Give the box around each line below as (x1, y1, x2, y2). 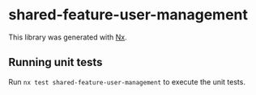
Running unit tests (8, 56, 103, 69)
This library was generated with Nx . (8, 32, 127, 42)
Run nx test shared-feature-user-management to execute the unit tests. (8, 76, 245, 86)
